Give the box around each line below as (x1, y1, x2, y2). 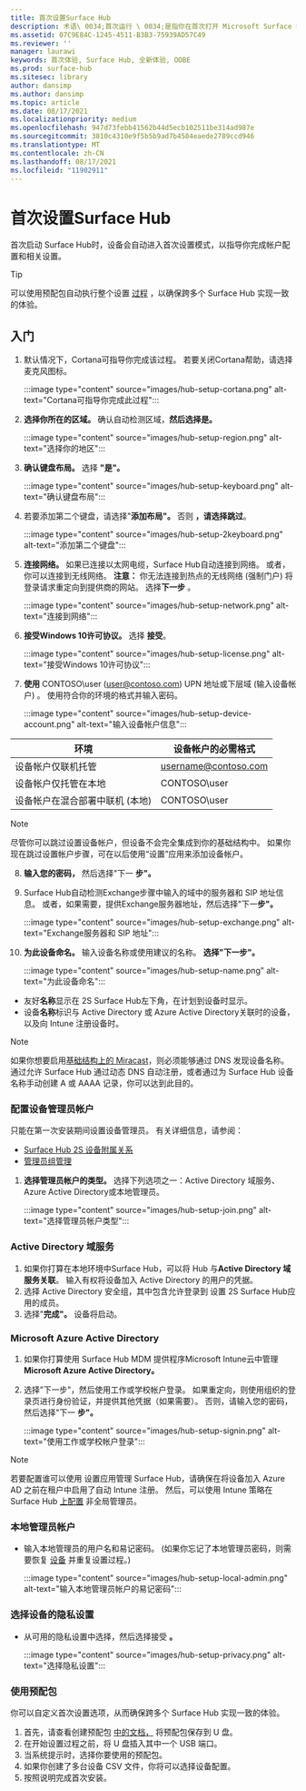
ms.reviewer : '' (10, 38, 72, 48)
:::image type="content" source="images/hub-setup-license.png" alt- (23, 648, 285, 660)
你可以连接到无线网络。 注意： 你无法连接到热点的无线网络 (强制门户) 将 (23, 571, 293, 582)
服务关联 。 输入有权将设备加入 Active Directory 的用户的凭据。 (23, 1274, 258, 1285)
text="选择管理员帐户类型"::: (23, 1216, 130, 1227)
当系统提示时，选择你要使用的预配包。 (23, 1749, 167, 1760)
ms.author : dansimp (10, 89, 84, 98)
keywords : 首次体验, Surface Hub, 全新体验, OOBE (10, 56, 192, 65)
